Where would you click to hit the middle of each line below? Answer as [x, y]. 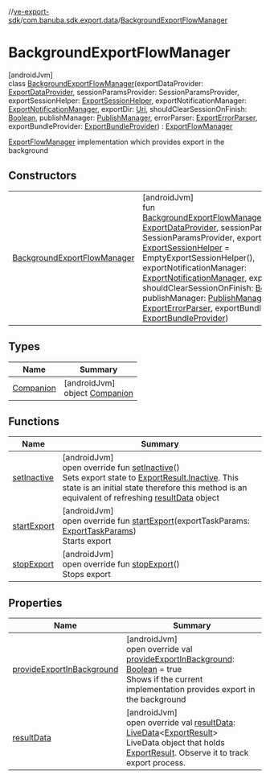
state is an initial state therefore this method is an [155, 488]
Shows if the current [164, 679]
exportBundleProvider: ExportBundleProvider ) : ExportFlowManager [121, 126]
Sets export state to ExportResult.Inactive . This [151, 478]
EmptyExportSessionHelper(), [198, 258]
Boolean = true [154, 670]
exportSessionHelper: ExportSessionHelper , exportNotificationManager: [127, 101]
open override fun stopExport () [121, 564]
